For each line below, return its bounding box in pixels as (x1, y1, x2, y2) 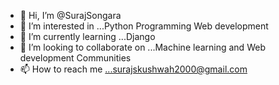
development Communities (19, 52, 132, 64)
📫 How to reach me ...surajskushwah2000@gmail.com (19, 63, 248, 75)
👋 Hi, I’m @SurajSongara (19, 10, 122, 21)
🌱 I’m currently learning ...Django (19, 31, 156, 42)
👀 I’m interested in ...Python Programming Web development (19, 20, 269, 32)
